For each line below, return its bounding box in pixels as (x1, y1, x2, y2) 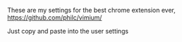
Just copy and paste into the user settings (7, 27, 129, 35)
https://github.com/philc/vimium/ (7, 13, 103, 22)
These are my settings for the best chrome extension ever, (7, 6, 176, 14)
